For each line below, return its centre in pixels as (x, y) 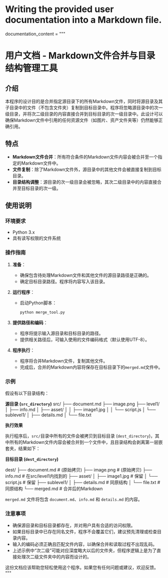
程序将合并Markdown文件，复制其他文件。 (64, 361)
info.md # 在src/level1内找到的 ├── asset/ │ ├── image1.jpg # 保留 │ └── (81, 476)
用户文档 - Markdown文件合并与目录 (80, 56)
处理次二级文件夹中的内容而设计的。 (54, 557)
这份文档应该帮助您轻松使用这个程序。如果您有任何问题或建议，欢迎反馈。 (82, 567)
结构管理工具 (32, 68)
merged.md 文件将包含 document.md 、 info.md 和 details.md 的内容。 (74, 499)
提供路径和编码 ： (30, 322)
